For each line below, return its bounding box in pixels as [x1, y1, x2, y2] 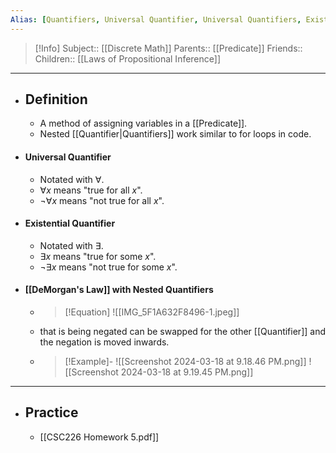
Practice [24, 404, 79, 421]
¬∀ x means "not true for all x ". [39, 194, 165, 206]
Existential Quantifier [24, 217, 116, 230]
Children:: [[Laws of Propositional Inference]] [34, 52, 222, 65]
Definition [24, 91, 88, 108]
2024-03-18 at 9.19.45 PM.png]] [120, 366, 254, 378]
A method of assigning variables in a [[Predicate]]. [39, 117, 248, 130]
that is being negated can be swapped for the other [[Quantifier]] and [39, 326, 326, 338]
